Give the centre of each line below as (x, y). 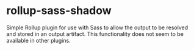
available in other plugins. (39, 40)
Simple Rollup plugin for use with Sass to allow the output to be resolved (97, 27)
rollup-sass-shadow (59, 11)
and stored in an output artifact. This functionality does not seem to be (95, 34)
